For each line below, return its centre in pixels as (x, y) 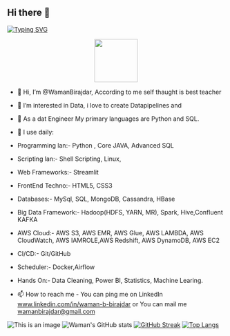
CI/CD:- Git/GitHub (44, 253)
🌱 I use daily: (35, 132)
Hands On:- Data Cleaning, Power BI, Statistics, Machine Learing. (110, 280)
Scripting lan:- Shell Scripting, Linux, (69, 159)
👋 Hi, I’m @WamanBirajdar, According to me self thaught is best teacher (119, 92)
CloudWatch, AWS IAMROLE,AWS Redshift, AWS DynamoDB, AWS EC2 (118, 240)
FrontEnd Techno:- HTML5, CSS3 (65, 185)
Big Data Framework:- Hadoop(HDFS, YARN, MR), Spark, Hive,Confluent (120, 212)
